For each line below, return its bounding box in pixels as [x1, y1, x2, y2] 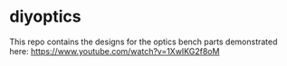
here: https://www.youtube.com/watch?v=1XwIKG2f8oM [9, 45, 220, 56]
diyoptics [9, 6, 81, 27]
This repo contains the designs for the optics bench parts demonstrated [9, 36, 278, 47]
